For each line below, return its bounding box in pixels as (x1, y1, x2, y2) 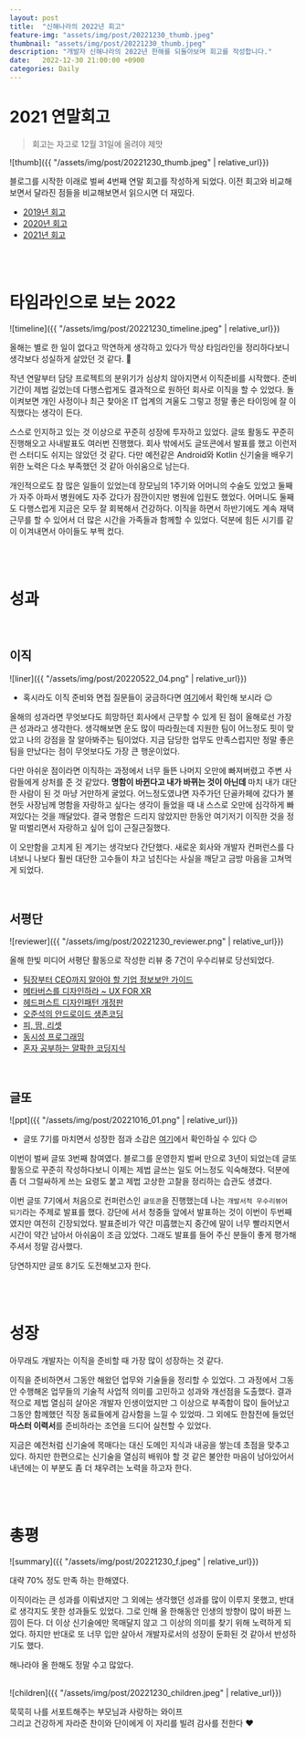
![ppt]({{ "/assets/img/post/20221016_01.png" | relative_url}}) (9, 1115, 238, 1126)
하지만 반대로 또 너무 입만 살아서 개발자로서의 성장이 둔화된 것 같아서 (28, 1628, 272, 1639)
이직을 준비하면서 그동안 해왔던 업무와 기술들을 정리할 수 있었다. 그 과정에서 (9, 1374, 278, 1385)
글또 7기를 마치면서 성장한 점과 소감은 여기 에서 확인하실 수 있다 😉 (22, 1134, 258, 1145)
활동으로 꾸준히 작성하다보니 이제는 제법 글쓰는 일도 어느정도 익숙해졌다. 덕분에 (9, 1164, 290, 1175)
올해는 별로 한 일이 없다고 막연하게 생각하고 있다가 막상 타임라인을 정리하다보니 (9, 342, 290, 353)
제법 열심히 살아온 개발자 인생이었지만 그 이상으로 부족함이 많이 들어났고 (33, 1397, 290, 1408)
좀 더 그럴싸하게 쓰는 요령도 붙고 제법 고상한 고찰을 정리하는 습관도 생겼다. (9, 1176, 272, 1187)
